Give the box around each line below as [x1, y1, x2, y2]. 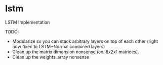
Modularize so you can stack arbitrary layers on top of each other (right [12, 38, 158, 44]
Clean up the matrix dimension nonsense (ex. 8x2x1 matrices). [12, 49, 139, 55]
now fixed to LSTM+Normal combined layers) [12, 43, 105, 49]
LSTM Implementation [5, 19, 50, 25]
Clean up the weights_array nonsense [12, 54, 89, 60]
